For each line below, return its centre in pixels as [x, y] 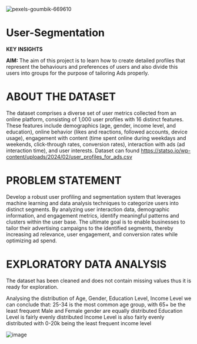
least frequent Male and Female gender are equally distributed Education [94, 310]
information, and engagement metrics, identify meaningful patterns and [93, 215]
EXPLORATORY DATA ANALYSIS [86, 264]
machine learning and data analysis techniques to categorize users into [93, 203]
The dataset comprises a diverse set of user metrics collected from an [91, 113]
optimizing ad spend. [31, 241]
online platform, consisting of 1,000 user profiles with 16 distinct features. [95, 119]
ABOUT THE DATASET [61, 97]
